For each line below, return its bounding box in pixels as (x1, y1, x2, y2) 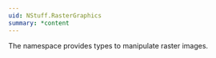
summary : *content (8, 19, 70, 27)
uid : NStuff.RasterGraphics (8, 11, 102, 20)
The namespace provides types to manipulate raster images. (8, 41, 209, 50)
